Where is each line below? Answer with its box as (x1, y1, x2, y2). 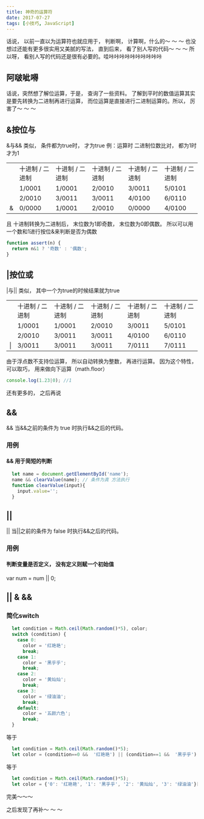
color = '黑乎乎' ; (22, 659, 67, 666)
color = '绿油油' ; (22, 694, 67, 700)
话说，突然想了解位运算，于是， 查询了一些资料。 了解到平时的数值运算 (6, 90, 185, 97)
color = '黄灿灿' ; (22, 677, 67, 683)
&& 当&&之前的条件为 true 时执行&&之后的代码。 (6, 424, 127, 432)
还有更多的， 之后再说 (6, 389, 61, 396)
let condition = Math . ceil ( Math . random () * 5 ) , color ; (12, 625, 148, 632)
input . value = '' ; (17, 488, 59, 494)
